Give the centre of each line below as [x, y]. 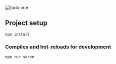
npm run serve [20, 57]
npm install [17, 34]
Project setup [27, 23]
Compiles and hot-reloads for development [58, 47]
